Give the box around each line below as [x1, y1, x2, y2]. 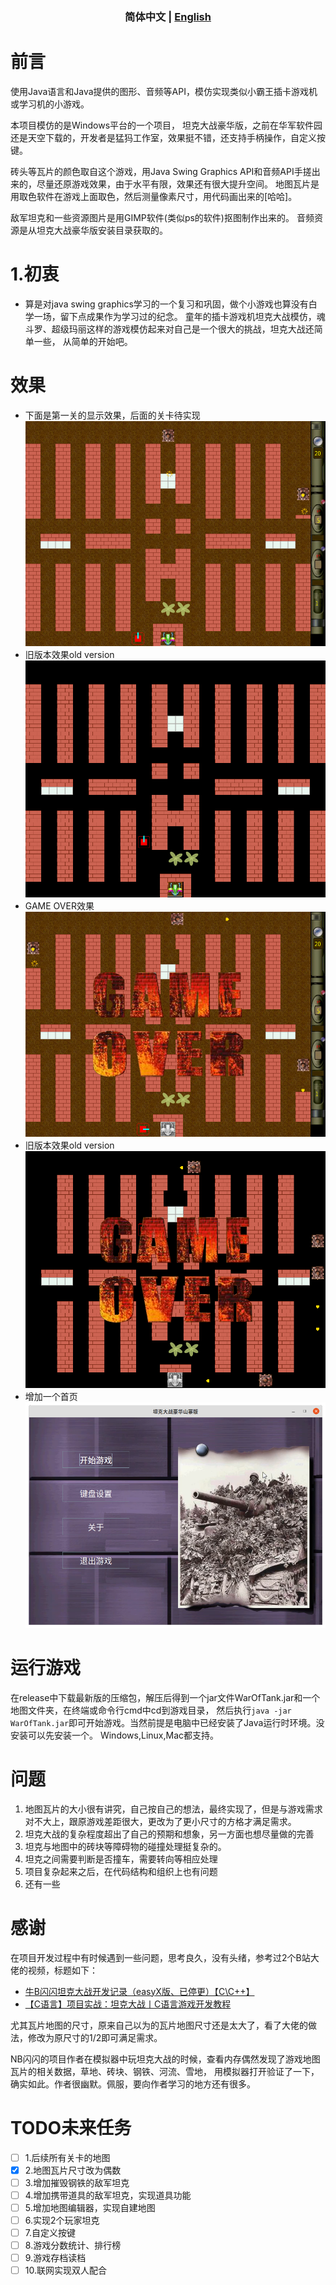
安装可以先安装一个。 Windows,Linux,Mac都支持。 [10, 1729, 220, 1741]
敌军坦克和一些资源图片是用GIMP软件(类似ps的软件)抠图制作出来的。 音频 [10, 211, 315, 223]
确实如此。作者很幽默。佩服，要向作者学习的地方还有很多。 [10, 2078, 256, 2090]
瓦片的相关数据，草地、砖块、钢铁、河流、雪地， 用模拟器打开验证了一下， [10, 2065, 320, 2077]
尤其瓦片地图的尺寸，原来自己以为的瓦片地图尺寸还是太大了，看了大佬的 [10, 2019, 308, 2031]
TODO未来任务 [10, 2116, 132, 2139]
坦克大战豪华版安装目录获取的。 [36, 224, 168, 236]
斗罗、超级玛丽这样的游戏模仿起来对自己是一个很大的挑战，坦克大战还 [24, 323, 315, 335]
